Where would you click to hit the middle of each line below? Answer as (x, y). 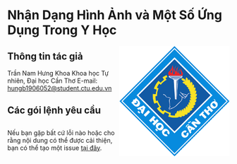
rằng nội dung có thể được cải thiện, (60, 140)
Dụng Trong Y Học (62, 30)
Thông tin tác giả (45, 56)
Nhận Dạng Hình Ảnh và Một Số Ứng (115, 15)
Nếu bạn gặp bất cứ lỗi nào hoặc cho (61, 133)
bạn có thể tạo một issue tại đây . (55, 148)
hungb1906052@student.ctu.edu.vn (60, 88)
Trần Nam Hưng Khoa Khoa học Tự (58, 73)
